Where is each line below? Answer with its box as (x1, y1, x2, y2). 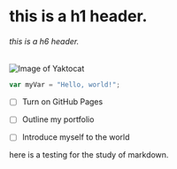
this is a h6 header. (9, 35, 80, 46)
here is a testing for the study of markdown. (9, 150, 169, 160)
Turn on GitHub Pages (21, 96, 104, 107)
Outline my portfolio (21, 114, 95, 125)
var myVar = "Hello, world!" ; (9, 81, 121, 89)
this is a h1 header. (9, 6, 148, 27)
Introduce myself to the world (21, 132, 130, 142)
